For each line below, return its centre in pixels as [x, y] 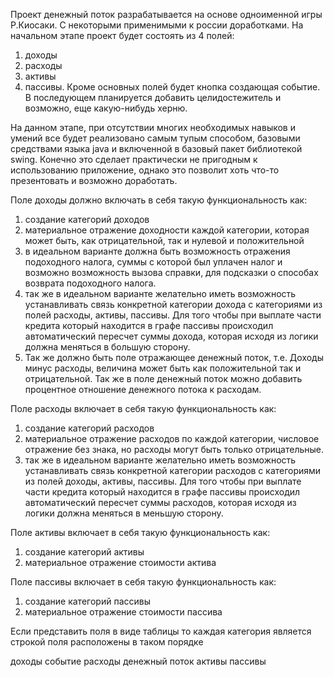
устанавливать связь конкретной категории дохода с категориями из [173, 304]
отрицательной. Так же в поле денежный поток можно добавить [163, 378]
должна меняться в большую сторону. [107, 347]
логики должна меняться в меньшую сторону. [124, 513]
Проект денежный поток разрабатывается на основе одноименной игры [166, 14]
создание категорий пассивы [87, 601]
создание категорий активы [84, 552]
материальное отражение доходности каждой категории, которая [167, 230]
